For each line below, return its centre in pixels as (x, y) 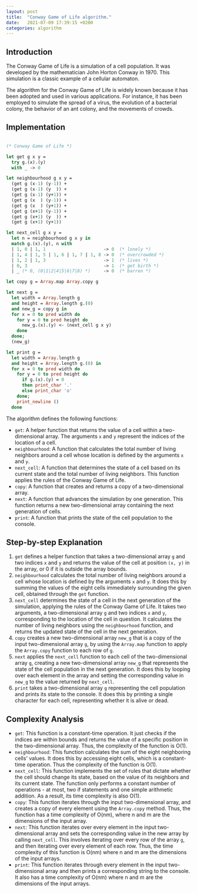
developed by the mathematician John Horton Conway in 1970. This (88, 73)
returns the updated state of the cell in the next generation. (86, 632)
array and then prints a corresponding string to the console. (118, 871)
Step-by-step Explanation (54, 542)
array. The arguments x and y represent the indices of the (115, 436)
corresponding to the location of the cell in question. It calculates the (98, 619)
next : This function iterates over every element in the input (86, 827)
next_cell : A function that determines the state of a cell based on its (97, 467)
